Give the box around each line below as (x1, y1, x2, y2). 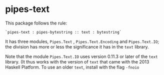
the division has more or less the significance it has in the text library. (5, 43, 149, 49)
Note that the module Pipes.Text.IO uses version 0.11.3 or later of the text (5, 53, 158, 59)
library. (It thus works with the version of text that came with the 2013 (5, 58, 149, 64)
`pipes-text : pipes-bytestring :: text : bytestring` (5, 29, 122, 34)
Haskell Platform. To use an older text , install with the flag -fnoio (5, 64, 139, 70)
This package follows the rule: (5, 20, 67, 26)
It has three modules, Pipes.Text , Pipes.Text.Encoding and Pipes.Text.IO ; (5, 38, 159, 44)
